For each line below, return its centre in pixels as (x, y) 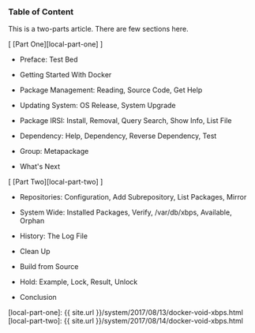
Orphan (32, 221)
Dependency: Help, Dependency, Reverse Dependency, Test (118, 136)
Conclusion (38, 297)
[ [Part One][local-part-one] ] (56, 44)
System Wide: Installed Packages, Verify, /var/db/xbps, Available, (126, 212)
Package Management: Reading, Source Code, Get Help (111, 90)
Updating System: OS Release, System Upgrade (97, 106)
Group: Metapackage (54, 152)
